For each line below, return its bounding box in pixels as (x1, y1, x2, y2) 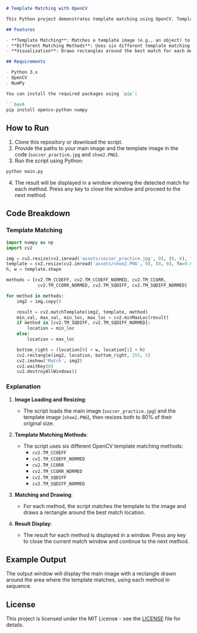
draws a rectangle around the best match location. (23, 509, 145, 516)
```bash (6, 101, 25, 107)
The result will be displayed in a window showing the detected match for (14, 179, 190, 186)
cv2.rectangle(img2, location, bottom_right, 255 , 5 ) (16, 352, 151, 358)
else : (16, 331, 30, 337)
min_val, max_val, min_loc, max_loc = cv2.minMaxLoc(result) (16, 314, 169, 321)
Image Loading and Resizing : (14, 396, 87, 403)
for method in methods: (6, 293, 64, 299)
